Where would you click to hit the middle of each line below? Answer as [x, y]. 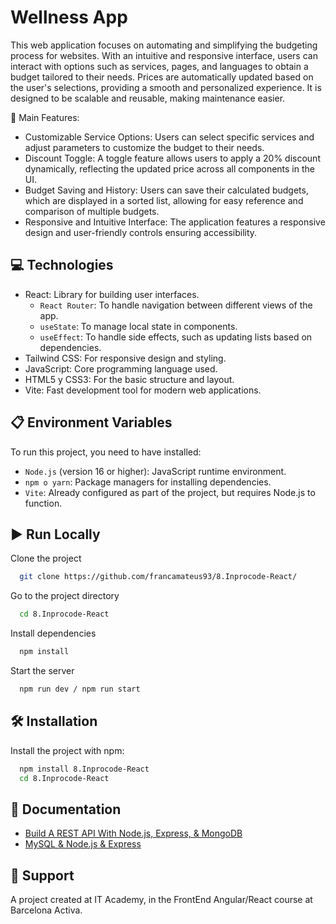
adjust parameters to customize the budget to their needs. [144, 147]
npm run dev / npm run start [80, 689]
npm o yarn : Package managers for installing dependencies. [148, 482]
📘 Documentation [66, 809]
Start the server [42, 670]
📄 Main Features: [45, 117]
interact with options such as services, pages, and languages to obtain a [159, 66]
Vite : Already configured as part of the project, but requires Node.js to [170, 492]
